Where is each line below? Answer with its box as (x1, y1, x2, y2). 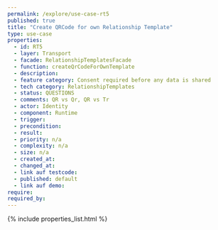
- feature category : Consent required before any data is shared (13, 76, 212, 84)
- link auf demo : (13, 182, 65, 189)
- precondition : (13, 122, 62, 130)
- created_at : (13, 155, 55, 163)
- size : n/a (13, 149, 50, 156)
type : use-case (7, 30, 53, 38)
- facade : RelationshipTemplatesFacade (13, 57, 132, 64)
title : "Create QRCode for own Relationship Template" (7, 23, 173, 31)
